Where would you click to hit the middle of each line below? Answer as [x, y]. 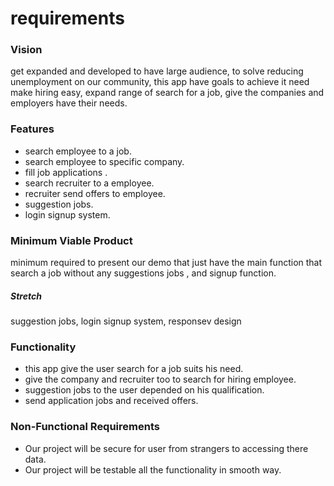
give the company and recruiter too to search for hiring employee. [160, 379]
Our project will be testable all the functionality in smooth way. [153, 469]
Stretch [26, 296]
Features [32, 129]
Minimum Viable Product [71, 240]
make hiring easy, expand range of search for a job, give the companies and [167, 93]
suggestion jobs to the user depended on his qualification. [144, 390]
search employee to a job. [78, 151]
